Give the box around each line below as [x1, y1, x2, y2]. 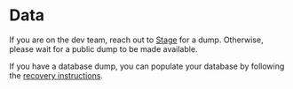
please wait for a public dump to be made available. [9, 43, 198, 54]
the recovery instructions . [9, 70, 104, 80]
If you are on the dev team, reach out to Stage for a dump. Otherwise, [9, 34, 264, 45]
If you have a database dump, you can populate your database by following [9, 61, 285, 71]
